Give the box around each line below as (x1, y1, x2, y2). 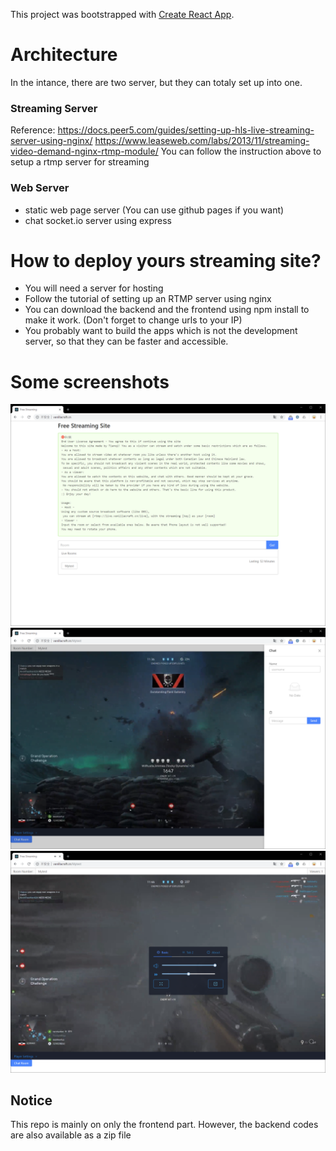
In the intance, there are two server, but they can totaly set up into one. (10, 76, 303, 88)
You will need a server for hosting (24, 282, 164, 294)
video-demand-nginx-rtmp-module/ (10, 145, 159, 158)
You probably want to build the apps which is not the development (24, 325, 298, 337)
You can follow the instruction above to (160, 145, 322, 158)
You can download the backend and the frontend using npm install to (24, 304, 310, 316)
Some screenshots (10, 370, 170, 393)
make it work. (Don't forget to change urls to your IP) (24, 314, 243, 326)
